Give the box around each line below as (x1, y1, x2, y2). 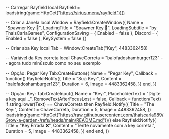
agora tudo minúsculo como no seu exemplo (8, 60, 101, 66)
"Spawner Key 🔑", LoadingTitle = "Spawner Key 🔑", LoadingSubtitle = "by (5, 25, 157, 31)
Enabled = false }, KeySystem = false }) (5, 35, 87, 41)
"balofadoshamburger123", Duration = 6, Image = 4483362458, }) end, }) (5, 81, 157, 87)
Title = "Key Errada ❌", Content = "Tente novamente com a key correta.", (5, 123, 156, 128)
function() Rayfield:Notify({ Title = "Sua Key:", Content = (5, 76, 122, 81)
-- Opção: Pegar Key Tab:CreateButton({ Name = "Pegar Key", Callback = (5, 70, 157, 76)
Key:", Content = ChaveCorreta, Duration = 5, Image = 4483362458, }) (5, 107, 151, 112)
